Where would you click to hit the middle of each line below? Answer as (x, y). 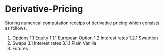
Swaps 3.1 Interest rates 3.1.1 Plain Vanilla (54, 43)
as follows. (16, 28)
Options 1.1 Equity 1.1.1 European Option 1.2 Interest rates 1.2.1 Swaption (85, 38)
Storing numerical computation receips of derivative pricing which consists (82, 23)
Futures (20, 48)
